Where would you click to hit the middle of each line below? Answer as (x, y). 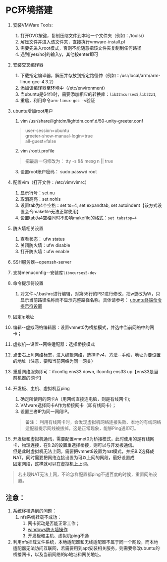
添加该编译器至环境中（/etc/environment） (64, 88)
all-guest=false (41, 141)
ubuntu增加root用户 (33, 111)
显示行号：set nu (37, 193)
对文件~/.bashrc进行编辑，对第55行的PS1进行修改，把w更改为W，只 (90, 293)
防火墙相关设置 (28, 228)
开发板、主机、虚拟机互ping (41, 388)
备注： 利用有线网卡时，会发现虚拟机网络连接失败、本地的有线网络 (93, 422)
